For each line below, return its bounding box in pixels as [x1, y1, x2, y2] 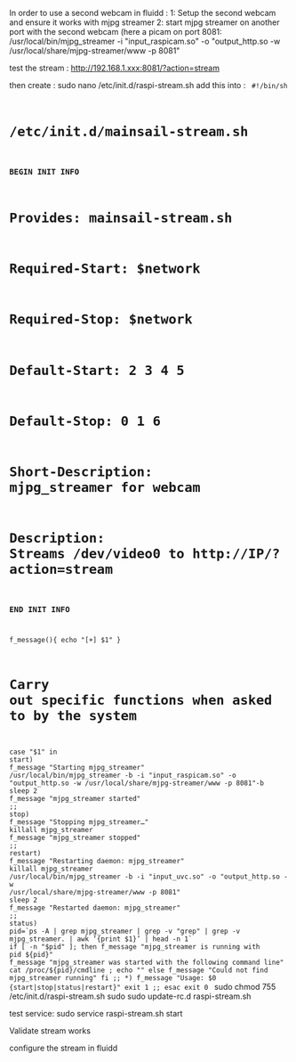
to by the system [9, 707, 138, 724]
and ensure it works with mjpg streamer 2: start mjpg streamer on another [9, 17, 280, 28]
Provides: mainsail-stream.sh [9, 209, 233, 226]
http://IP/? [192, 545, 281, 562]
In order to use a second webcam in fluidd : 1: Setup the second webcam [9, 8, 276, 18]
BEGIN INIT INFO [9, 167, 80, 176]
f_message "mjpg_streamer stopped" [9, 833, 141, 842]
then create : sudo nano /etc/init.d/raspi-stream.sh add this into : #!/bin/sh [9, 80, 288, 90]
